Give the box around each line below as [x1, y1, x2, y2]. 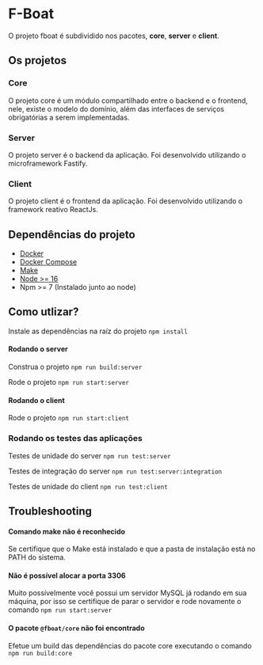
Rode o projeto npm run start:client [8, 413, 129, 423]
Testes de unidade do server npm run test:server [8, 450, 172, 460]
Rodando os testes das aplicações [8, 433, 143, 444]
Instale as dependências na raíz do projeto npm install [8, 326, 189, 336]
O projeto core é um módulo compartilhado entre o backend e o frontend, [8, 96, 248, 105]
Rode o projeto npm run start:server [8, 378, 129, 387]
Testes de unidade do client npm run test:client [8, 481, 168, 491]
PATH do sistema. [8, 553, 66, 562]
